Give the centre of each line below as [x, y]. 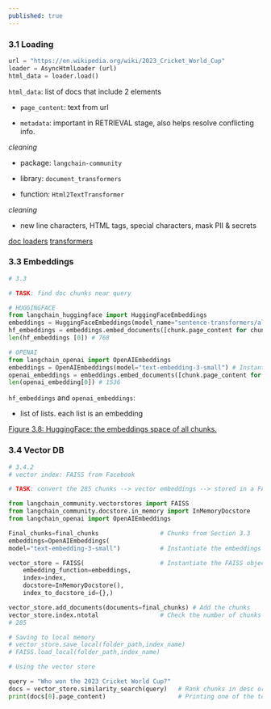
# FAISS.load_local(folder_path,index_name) [84, 652]
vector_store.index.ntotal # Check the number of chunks [135, 615]
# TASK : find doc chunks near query [70, 293]
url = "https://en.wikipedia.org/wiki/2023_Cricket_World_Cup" [117, 61]
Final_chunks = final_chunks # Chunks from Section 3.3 [129, 533]
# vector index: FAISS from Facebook [72, 475]
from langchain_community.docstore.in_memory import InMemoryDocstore [129, 511]
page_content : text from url [64, 107]
